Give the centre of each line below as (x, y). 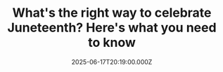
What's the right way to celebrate (112, 13)
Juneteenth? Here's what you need (112, 28)
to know (112, 43)
